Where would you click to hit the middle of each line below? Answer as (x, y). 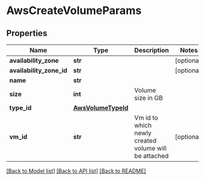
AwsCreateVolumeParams (74, 11)
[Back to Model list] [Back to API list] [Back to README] (76, 171)
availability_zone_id (38, 70)
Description (152, 50)
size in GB (149, 98)
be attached (151, 156)
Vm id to (146, 118)
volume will (150, 148)
